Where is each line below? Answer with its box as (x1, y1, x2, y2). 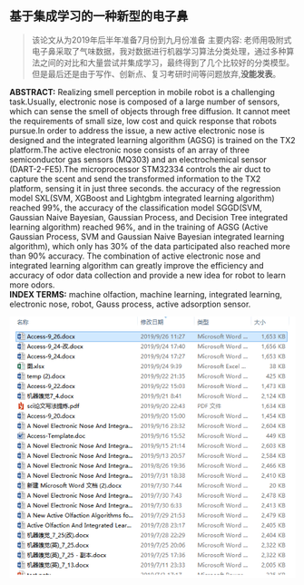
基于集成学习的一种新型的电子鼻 (9, 8, 189, 24)
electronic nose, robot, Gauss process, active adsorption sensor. (9, 298, 251, 309)
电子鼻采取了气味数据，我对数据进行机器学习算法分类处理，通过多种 (31, 45, 287, 56)
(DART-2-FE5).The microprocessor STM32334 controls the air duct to (9, 163, 271, 174)
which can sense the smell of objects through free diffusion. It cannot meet (9, 105, 290, 116)
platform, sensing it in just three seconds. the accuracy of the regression (9, 182, 281, 193)
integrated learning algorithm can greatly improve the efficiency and (9, 259, 264, 270)
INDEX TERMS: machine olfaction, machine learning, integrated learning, (9, 288, 283, 299)
